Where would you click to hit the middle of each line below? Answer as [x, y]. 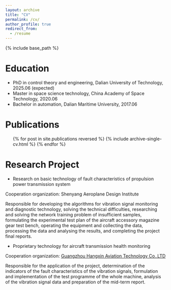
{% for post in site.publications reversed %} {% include [70, 139]
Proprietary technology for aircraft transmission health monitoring [81, 246]
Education [27, 69]
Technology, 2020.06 [35, 99]
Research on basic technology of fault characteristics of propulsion [83, 179]
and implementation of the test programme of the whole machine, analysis [83, 276]
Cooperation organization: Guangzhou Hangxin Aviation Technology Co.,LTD [85, 256]
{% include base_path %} [32, 48]
